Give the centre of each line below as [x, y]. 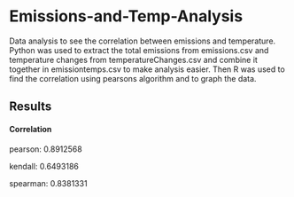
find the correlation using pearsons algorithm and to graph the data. [133, 78]
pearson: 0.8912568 [46, 149]
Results [31, 107]
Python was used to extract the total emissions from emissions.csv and [139, 50]
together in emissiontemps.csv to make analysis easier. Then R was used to [147, 69]
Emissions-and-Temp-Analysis [126, 16]
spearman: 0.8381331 [48, 183]
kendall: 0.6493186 [44, 166]
